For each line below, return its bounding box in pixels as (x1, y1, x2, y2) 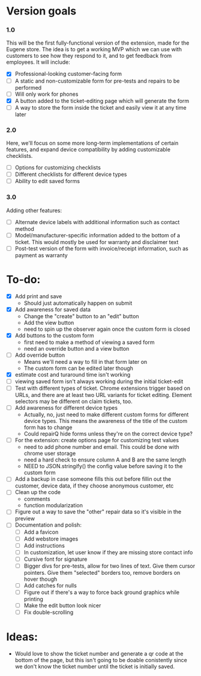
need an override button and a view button (23, 345, 130, 352)
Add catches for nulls (23, 581, 77, 589)
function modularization (23, 502, 83, 509)
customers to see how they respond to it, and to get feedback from (6, 52, 172, 60)
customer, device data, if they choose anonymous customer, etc (14, 482, 174, 489)
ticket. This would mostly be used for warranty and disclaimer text (14, 238, 179, 245)
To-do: (6, 272, 41, 286)
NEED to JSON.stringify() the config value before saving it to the (23, 463, 183, 470)
